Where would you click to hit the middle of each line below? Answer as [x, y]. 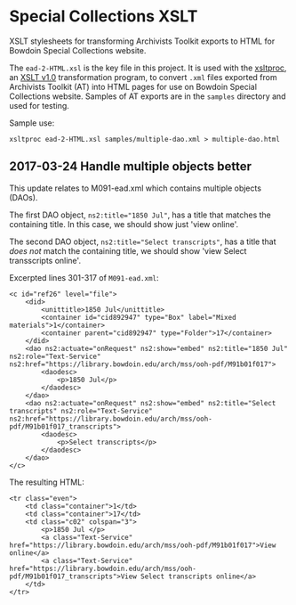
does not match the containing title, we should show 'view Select [128, 250]
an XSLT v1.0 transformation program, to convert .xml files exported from [143, 77]
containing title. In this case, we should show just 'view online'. [124, 224]
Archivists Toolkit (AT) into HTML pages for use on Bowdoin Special [133, 86]
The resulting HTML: [47, 482]
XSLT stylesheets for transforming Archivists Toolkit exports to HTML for [142, 41]
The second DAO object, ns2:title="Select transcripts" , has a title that [143, 241]
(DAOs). [24, 197]
